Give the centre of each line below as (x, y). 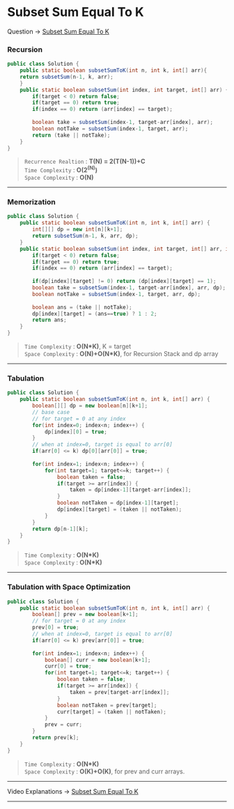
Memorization (31, 202)
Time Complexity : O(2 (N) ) (61, 169)
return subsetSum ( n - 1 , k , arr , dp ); (85, 236)
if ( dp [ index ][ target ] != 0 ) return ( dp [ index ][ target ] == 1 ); (124, 282)
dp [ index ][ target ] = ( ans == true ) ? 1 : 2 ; (95, 314)
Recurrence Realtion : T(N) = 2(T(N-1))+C (85, 162)
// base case (51, 412)
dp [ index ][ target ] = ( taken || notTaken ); (119, 509)
